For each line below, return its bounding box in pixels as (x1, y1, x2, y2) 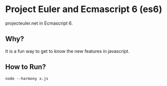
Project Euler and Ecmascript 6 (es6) (5, 4, 162, 15)
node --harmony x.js (5, 76, 49, 81)
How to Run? (5, 63, 47, 71)
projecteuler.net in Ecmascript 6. (5, 20, 73, 26)
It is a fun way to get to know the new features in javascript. (5, 48, 130, 54)
